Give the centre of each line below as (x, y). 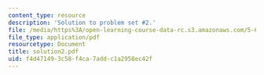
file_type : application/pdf (54, 37)
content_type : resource (47, 15)
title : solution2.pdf (44, 52)
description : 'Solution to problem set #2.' (82, 23)
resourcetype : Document (47, 45)
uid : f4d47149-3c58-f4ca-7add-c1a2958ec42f (81, 59)
